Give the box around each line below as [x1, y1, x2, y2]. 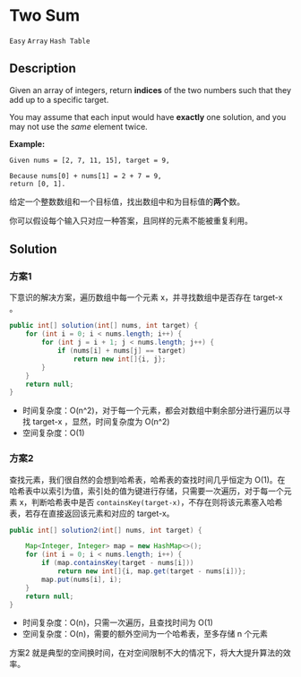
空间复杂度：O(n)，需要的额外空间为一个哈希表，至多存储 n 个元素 [21, 629, 269, 639]
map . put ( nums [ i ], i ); [41, 575, 123, 584]
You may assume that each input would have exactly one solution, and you [9, 111, 287, 122]
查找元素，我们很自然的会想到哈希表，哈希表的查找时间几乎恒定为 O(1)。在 [9, 474, 286, 484]
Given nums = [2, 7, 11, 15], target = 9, [9, 156, 170, 165]
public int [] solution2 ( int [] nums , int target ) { [9, 526, 202, 535]
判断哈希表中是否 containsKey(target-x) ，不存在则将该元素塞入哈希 [30, 496, 283, 507]
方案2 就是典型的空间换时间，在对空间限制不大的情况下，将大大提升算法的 [9, 647, 284, 658]
